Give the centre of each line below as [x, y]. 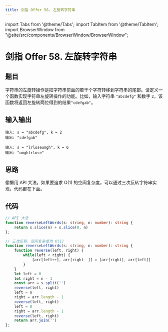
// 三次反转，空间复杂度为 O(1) [35, 241]
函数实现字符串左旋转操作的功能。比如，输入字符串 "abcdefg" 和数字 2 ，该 [86, 96]
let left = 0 [28, 274]
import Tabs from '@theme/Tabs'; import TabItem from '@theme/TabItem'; [82, 24]
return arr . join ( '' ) [35, 320]
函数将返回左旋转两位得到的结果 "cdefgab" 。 [50, 102]
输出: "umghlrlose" [25, 153]
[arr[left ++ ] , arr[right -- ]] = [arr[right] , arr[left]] [91, 260]
